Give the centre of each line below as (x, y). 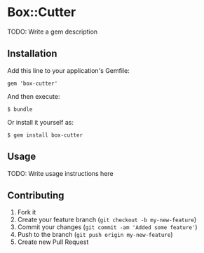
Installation (32, 54)
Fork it (27, 212)
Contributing (36, 195)
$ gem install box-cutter (45, 135)
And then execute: (34, 96)
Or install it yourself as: (40, 122)
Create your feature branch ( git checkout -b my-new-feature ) (107, 220)
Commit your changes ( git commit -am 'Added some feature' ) (107, 227)
